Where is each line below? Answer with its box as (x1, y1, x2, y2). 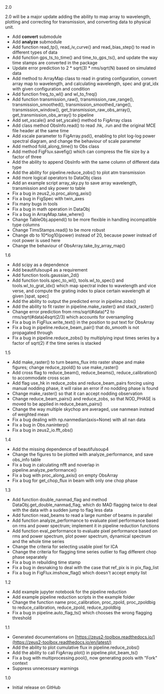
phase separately (12, 554, 47, 560)
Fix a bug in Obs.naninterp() (12, 422, 69, 427)
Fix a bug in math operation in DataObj (12, 206, 90, 212)
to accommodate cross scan (12, 375, 70, 381)
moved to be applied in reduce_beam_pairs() (12, 401, 103, 407)
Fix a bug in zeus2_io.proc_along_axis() (12, 190, 92, 196)
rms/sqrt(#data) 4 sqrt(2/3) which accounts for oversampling (12, 314, 134, 320)
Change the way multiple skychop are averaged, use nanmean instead (12, 406, 154, 412)
